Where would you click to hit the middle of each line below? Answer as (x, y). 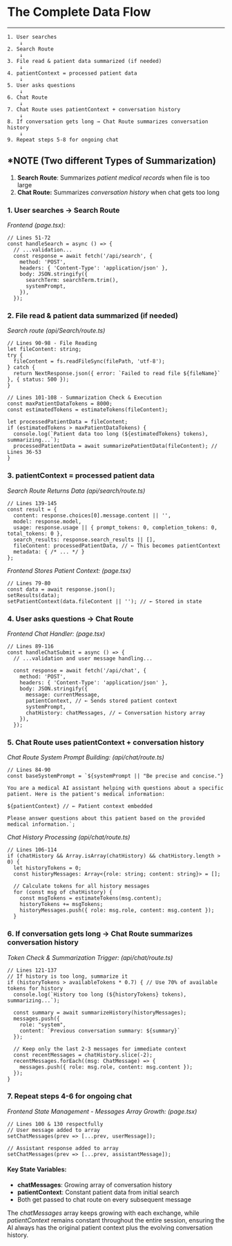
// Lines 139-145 (32, 503)
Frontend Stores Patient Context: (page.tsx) (69, 570)
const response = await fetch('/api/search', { (83, 256)
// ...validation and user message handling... (83, 658)
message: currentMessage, (62, 695)
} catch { (21, 368)
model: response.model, (47, 521)
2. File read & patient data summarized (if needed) (93, 315)
